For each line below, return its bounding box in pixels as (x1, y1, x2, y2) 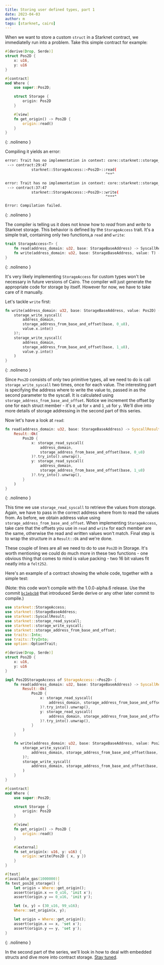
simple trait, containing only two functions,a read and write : (5, 232, 125, 238)
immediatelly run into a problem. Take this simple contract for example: (5, 40, 148, 46)
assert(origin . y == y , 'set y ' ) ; (14, 926, 82, 931)
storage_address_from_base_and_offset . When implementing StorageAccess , (5, 520, 158, 526)
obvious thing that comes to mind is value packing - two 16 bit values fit (5, 556, 149, 561)
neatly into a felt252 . (5, 561, 48, 567)
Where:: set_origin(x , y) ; (14, 908, 67, 913)
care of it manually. (5, 289, 44, 295)
